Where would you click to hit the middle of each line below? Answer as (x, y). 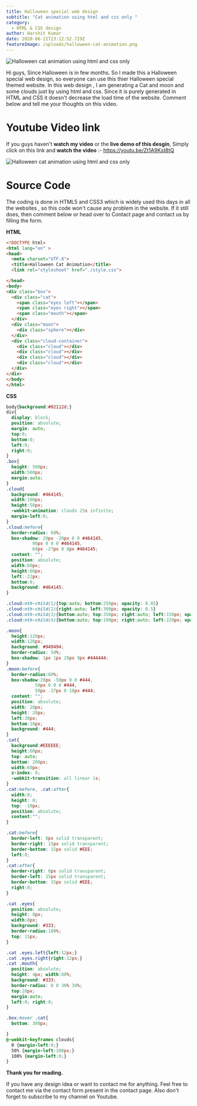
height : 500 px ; (30, 467)
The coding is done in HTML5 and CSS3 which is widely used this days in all (98, 201)
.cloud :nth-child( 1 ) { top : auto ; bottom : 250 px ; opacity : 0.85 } (82, 604)
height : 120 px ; (28, 636)
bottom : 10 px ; (27, 724)
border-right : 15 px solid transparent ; (60, 844)
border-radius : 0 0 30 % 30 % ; (47, 985)
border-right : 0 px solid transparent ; (59, 871)
